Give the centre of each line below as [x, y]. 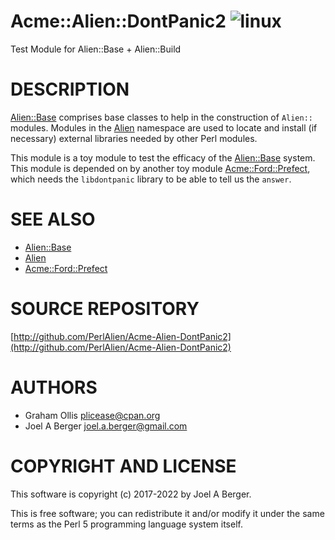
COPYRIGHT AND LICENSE [123, 466]
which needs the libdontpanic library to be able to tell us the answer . [151, 179]
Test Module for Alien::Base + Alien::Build [96, 49]
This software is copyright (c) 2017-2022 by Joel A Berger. [131, 494]
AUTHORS [54, 387]
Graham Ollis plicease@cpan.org [92, 415]
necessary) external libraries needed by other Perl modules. [134, 138]
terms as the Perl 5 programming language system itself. [126, 524]
